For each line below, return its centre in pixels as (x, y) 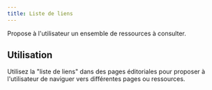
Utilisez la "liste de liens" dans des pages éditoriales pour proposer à (106, 72)
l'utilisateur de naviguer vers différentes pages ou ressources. (96, 79)
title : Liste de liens (40, 13)
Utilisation (30, 55)
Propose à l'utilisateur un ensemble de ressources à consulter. (97, 33)
